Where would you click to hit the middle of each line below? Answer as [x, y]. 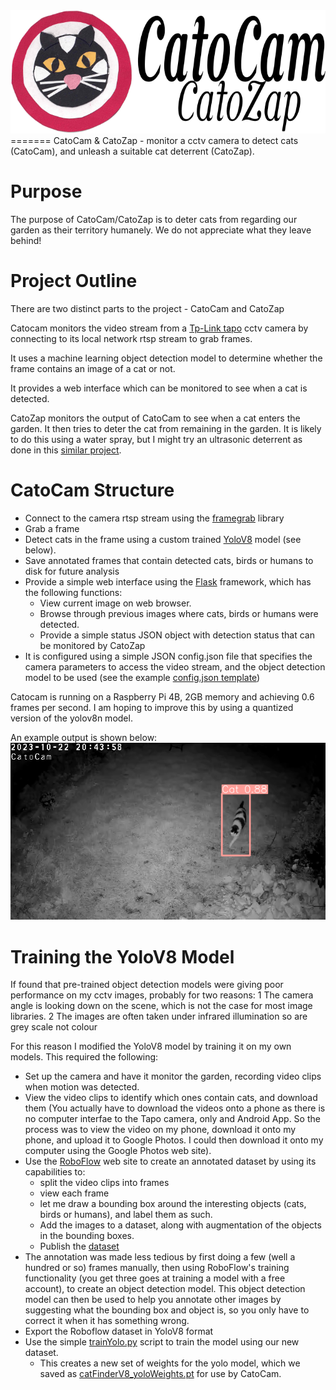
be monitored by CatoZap [92, 645]
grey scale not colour [54, 1027]
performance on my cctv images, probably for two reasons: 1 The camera [162, 995]
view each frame [74, 1193]
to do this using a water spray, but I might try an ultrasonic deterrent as [156, 439]
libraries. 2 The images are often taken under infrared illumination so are [159, 1016]
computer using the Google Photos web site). [118, 1151]
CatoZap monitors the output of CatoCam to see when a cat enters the [155, 418]
